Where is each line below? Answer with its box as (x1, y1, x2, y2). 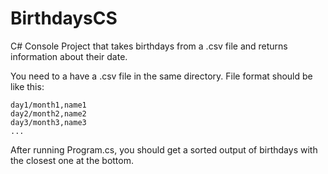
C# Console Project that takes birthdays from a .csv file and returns (10, 40, 288, 52)
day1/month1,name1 (10, 100, 87, 110)
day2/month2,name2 (10, 108, 87, 119)
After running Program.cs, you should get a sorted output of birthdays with (10, 143, 318, 156)
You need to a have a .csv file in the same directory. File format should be (10, 70, 313, 82)
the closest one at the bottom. (10, 154, 134, 166)
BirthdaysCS (10, 7, 118, 30)
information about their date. (10, 50, 128, 62)
